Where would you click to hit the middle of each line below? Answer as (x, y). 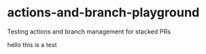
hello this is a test (32, 44)
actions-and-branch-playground (103, 13)
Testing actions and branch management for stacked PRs (89, 31)
